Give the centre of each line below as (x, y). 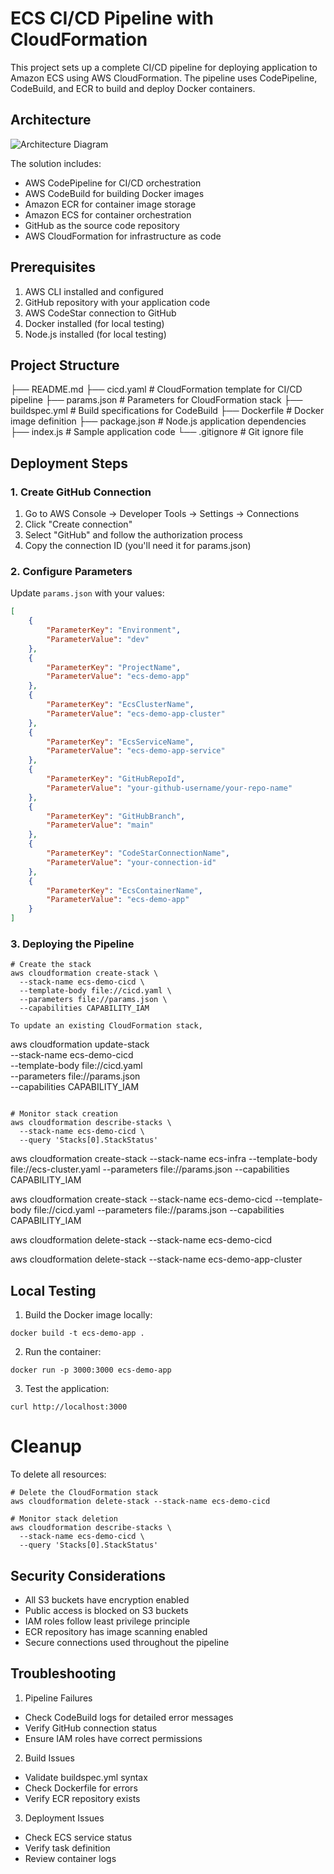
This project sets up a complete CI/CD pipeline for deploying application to (164, 67)
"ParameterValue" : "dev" (98, 639)
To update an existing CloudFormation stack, (106, 1026)
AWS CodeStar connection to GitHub (100, 313)
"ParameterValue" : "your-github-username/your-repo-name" (169, 788)
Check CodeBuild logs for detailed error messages (129, 1717)
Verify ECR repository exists (82, 1798)
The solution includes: (56, 163)
